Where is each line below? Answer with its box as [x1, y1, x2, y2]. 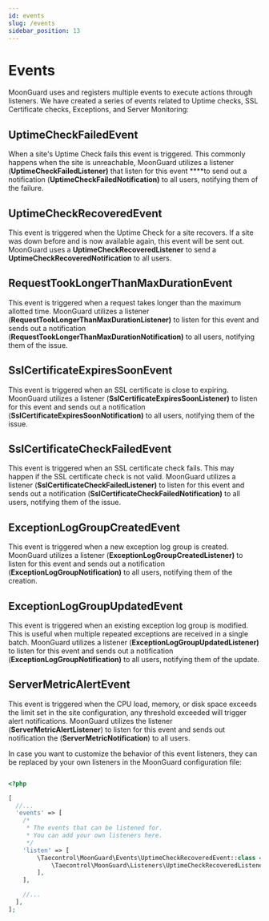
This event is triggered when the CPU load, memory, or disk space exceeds [8, 699, 258, 709]
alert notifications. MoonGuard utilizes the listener [8, 716, 173, 725]
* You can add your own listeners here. [26, 831, 163, 840]
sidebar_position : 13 [8, 26, 81, 34]
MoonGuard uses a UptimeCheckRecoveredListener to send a [8, 244, 217, 254]
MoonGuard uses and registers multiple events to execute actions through [8, 87, 253, 97]
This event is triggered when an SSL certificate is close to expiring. [8, 385, 230, 394]
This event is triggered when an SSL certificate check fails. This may [8, 463, 235, 473]
